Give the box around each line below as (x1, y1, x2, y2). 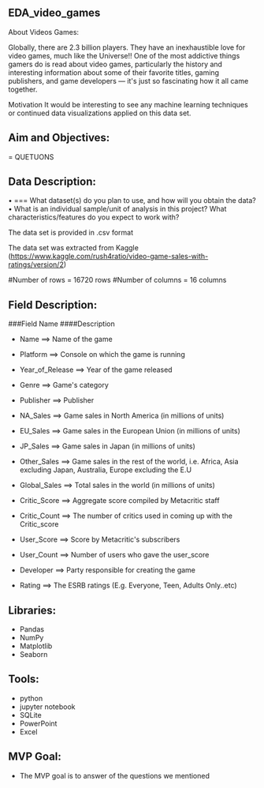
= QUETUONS (8, 152, 54, 161)
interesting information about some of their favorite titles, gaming (8, 67, 219, 77)
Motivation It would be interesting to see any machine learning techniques (8, 99, 248, 109)
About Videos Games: (8, 27, 80, 36)
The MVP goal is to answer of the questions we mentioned (19, 771, 210, 780)
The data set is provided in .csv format (8, 228, 134, 238)
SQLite (19, 710, 42, 719)
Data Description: (8, 175, 97, 189)
